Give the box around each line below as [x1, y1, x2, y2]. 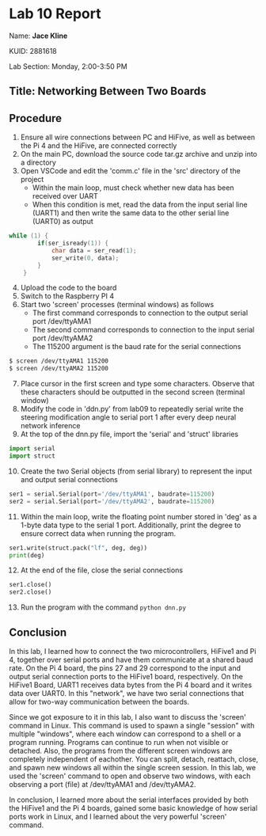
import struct [9, 452, 56, 460]
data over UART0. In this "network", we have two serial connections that [9, 688, 245, 697]
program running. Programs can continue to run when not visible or [9, 737, 229, 747]
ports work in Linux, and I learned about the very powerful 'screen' [9, 811, 227, 821]
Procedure [9, 112, 63, 125]
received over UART [32, 192, 98, 201]
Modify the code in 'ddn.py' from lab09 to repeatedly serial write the [20, 405, 244, 414]
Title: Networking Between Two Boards [9, 85, 207, 98]
